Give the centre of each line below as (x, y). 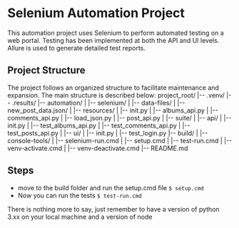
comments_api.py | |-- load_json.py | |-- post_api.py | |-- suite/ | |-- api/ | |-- (119, 118)
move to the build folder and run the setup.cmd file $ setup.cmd (111, 187)
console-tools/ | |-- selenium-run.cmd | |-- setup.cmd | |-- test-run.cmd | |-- (120, 140)
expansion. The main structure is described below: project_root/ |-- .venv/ (116, 95)
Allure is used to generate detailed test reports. (77, 48)
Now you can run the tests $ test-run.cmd (80, 195)
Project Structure (46, 70)
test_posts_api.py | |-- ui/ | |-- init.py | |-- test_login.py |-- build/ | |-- (108, 133)
